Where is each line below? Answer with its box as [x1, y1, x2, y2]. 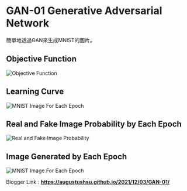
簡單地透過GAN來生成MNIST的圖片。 [6, 36, 95, 43]
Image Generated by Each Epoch [6, 151, 127, 162]
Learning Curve [6, 87, 64, 97]
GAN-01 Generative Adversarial [6, 4, 162, 18]
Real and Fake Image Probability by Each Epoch [6, 119, 182, 129]
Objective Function [6, 54, 77, 64]
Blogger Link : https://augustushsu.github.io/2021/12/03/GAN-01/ [6, 179, 170, 186]
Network [6, 16, 50, 30]
